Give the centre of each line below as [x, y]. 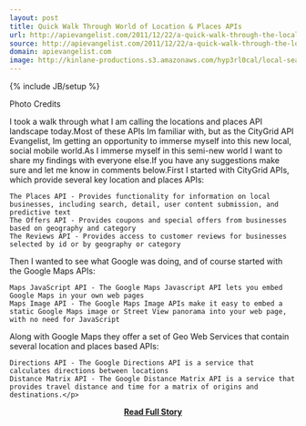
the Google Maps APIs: [52, 271]
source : [24, 43]
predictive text [40, 213]
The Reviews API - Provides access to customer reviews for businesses [148, 236]
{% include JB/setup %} [55, 86]
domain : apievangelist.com [61, 52]
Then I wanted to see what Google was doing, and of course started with [146, 261]
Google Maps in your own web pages [77, 296]
